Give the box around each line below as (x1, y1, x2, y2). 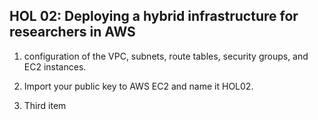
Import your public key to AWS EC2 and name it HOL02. (23, 80, 254, 92)
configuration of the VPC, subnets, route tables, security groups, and (23, 50, 309, 62)
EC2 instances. (23, 60, 87, 73)
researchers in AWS (9, 24, 136, 41)
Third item (23, 99, 67, 111)
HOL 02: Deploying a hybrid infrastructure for (9, 8, 299, 25)
